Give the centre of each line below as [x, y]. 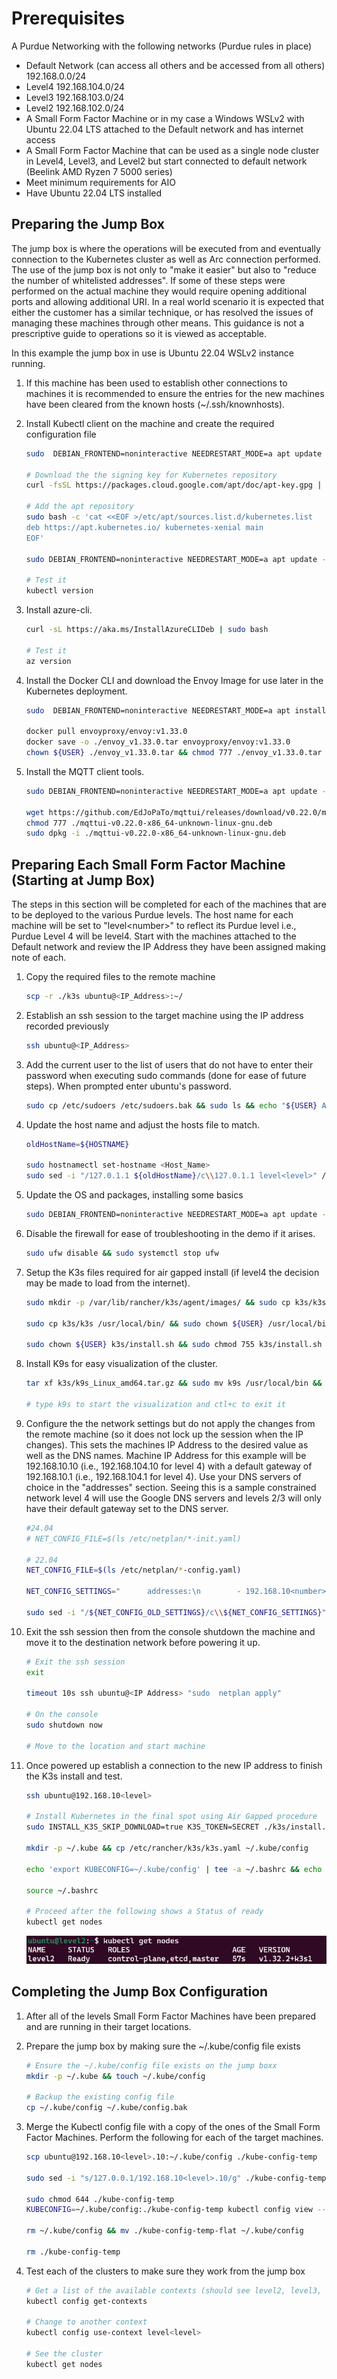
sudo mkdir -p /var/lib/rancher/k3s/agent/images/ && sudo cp [158, 1302]
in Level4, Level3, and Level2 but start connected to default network [166, 161]
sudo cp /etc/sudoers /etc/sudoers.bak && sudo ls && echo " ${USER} [171, 1105]
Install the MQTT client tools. [85, 771]
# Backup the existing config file [100, 2097]
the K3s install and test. [74, 1776]
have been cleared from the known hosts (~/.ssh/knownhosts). [155, 404]
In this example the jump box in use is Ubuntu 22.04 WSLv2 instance [152, 353]
